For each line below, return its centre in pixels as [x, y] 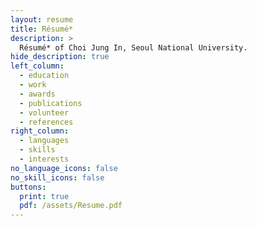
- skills [37, 150]
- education [44, 76]
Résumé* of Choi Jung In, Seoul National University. [133, 47]
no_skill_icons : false [57, 177]
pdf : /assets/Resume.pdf [71, 206]
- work [33, 85]
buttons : [28, 187]
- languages [44, 141]
